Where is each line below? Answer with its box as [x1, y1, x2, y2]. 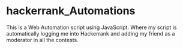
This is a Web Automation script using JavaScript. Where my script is [6, 24, 177, 31]
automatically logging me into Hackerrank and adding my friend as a [6, 30, 175, 37]
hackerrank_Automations [6, 4, 136, 18]
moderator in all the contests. [6, 36, 79, 43]
